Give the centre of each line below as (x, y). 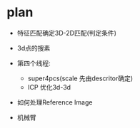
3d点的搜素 (34, 48)
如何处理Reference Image (55, 102)
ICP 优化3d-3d (49, 87)
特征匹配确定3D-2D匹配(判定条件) (67, 33)
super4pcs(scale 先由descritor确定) (80, 78)
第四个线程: (34, 63)
